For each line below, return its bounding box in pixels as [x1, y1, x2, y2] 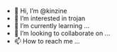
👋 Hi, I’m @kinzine [13, 7, 67, 15]
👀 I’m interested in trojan [13, 14, 86, 22]
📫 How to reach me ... [13, 37, 80, 45]
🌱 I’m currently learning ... [13, 22, 90, 30]
